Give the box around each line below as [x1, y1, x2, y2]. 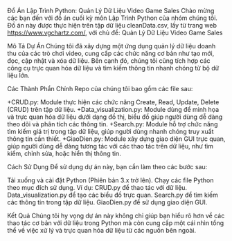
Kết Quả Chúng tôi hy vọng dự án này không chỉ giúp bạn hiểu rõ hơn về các [7, 211, 225, 220]
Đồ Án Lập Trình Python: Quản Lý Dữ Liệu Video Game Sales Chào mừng [7, 7, 215, 15]
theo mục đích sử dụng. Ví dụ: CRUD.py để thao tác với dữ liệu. [7, 184, 188, 191]
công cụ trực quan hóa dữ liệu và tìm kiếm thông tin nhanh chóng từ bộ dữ [7, 64, 220, 72]
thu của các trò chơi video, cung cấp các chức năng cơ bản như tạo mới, [7, 49, 215, 57]
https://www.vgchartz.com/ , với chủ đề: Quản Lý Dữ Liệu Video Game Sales [7, 28, 223, 37]
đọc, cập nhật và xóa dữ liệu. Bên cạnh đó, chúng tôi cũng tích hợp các [7, 57, 211, 65]
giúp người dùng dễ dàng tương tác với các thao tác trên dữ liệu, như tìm [7, 142, 213, 150]
